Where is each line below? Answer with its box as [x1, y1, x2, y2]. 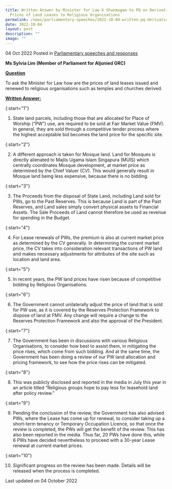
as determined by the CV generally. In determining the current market [12, 240, 160, 246]
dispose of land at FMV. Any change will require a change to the [12, 312, 148, 318]
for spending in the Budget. [12, 215, 71, 221]
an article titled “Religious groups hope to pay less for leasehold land [12, 385, 158, 391]
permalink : [5, 17, 29, 22]
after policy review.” [12, 390, 55, 396]
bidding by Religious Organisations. [12, 281, 88, 287]
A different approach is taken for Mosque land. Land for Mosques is [12, 151, 156, 157]
